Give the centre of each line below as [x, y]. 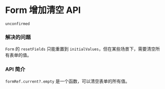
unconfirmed [17, 24]
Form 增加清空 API [43, 10]
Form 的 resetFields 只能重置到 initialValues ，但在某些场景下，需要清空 [81, 49]
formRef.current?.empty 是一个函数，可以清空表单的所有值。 [68, 81]
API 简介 [15, 69]
